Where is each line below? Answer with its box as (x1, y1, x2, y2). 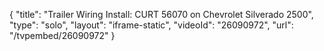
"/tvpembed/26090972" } (9, 30, 116, 41)
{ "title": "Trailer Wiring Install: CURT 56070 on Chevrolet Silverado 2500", (9, 9, 314, 20)
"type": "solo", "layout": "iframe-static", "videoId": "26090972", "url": (9, 19, 294, 31)
